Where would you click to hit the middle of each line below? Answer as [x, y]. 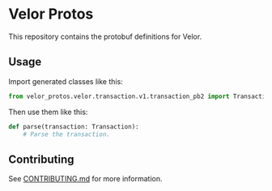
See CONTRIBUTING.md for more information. [86, 179]
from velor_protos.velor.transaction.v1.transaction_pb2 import [119, 96]
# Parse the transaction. [67, 134]
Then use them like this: [48, 112]
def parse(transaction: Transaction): [74, 126]
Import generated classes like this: [66, 81]
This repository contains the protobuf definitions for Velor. [105, 36]
